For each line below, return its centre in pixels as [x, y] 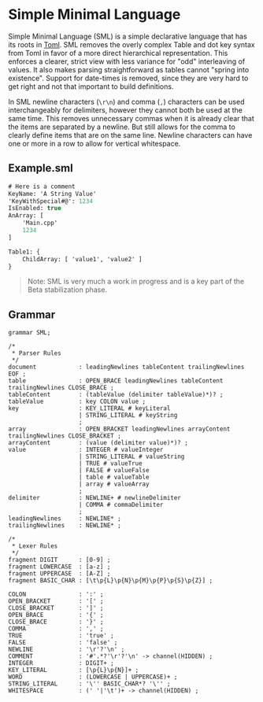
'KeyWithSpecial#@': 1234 [50, 201]
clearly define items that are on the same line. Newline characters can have [130, 135]
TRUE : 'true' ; [61, 636]
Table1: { [24, 252]
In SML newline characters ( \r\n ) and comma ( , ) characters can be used [126, 102]
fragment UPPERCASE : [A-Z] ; [59, 574]
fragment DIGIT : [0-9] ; [59, 560]
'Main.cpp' [40, 223]
